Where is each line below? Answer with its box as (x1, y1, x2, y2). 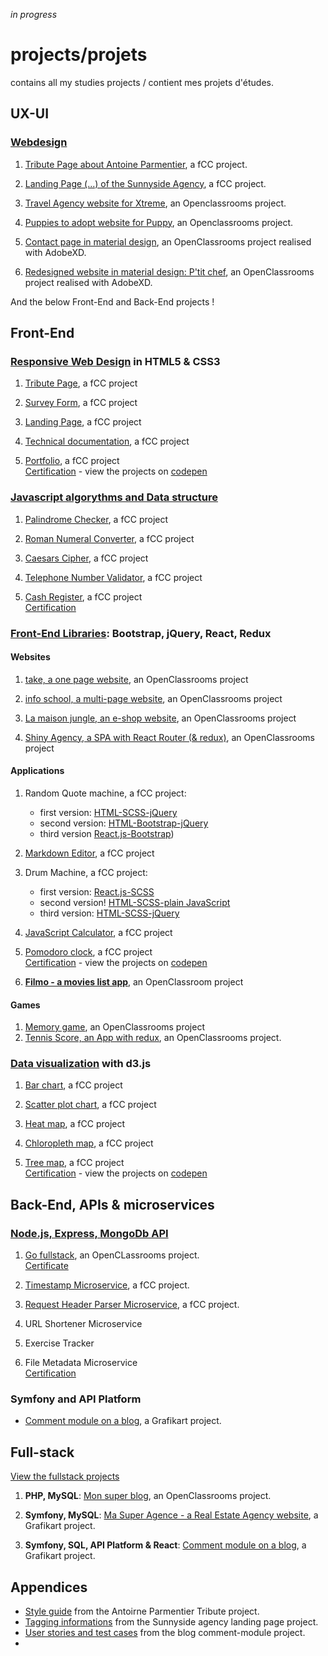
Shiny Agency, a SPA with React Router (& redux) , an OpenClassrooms (24, 731, 316, 743)
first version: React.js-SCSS (39, 885, 155, 898)
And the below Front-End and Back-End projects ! (10, 295, 215, 308)
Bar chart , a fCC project (24, 1079, 123, 1091)
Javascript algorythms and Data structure (10, 490, 219, 504)
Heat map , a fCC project (24, 1118, 126, 1130)
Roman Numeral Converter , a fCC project (24, 532, 195, 544)
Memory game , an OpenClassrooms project (24, 1021, 206, 1033)
